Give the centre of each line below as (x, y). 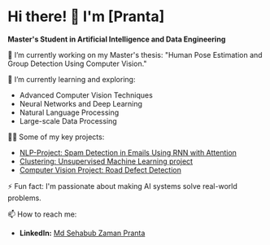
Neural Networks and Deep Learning (81, 103)
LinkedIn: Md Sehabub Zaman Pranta (82, 233)
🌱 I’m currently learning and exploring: (72, 79)
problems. (24, 198)
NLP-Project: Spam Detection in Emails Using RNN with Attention (128, 152)
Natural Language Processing (69, 112)
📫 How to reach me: (42, 214)
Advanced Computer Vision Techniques (86, 95)
